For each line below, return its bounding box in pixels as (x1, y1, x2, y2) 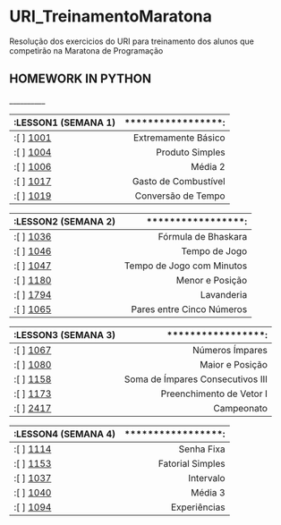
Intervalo (187, 471, 226, 484)
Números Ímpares (192, 343, 268, 356)
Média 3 (191, 486, 226, 498)
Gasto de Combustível (132, 174, 226, 187)
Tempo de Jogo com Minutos (123, 259, 248, 272)
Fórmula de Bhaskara (158, 230, 248, 242)
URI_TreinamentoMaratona (9, 6, 213, 27)
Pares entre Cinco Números (131, 302, 248, 315)
